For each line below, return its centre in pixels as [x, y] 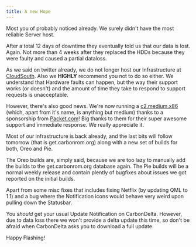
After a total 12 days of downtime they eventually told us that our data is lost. [98, 46]
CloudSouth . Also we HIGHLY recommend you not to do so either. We [90, 76]
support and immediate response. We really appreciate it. [75, 124]
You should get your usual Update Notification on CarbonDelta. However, [94, 214]
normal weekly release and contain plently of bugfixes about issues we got [96, 172]
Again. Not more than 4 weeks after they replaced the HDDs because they [96, 52]
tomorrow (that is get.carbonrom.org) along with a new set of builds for [92, 142]
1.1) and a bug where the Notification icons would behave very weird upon [95, 196]
